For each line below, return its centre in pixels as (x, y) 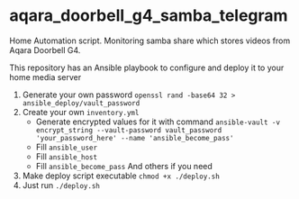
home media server (45, 77)
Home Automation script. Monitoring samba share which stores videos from (150, 41)
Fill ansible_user (66, 147)
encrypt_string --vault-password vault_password (129, 130)
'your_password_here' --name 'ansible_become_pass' (135, 138)
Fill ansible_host (66, 156)
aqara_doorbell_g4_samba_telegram (149, 16)
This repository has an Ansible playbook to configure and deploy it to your (147, 68)
